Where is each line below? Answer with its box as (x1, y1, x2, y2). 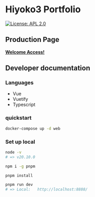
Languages (5, 79, 34, 86)
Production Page (5, 35, 60, 44)
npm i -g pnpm (5, 164, 36, 169)
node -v (5, 149, 22, 155)
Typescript (12, 101, 36, 108)
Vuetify (12, 96, 28, 102)
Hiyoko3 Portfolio (5, 4, 81, 15)
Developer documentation (5, 64, 90, 73)
